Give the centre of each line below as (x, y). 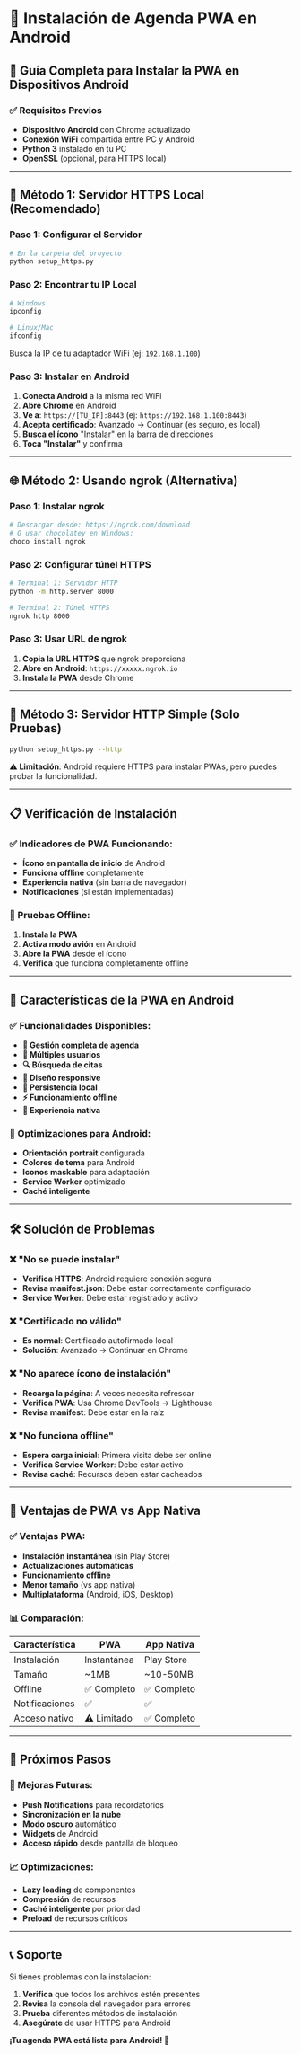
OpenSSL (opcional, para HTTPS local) (95, 158)
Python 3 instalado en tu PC (74, 148)
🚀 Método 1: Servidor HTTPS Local (107, 195)
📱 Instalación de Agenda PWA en (133, 18)
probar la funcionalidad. (53, 775)
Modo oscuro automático (69, 1824)
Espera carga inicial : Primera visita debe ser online (117, 1456)
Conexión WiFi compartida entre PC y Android (108, 139)
